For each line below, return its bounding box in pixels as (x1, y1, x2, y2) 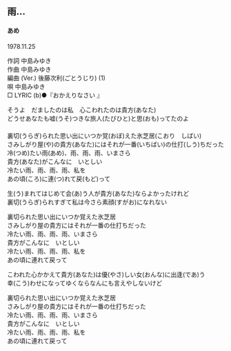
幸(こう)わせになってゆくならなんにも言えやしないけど (7, 279, 163, 287)
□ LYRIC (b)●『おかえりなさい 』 (7, 91, 100, 99)
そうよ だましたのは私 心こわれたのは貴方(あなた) (7, 106, 157, 114)
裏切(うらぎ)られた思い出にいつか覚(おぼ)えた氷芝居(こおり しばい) (7, 131, 202, 139)
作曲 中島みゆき (7, 65, 52, 73)
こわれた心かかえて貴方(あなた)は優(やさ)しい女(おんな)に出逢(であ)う (7, 270, 205, 279)
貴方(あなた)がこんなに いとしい (7, 157, 103, 166)
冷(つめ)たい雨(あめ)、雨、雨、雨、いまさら (7, 148, 131, 157)
